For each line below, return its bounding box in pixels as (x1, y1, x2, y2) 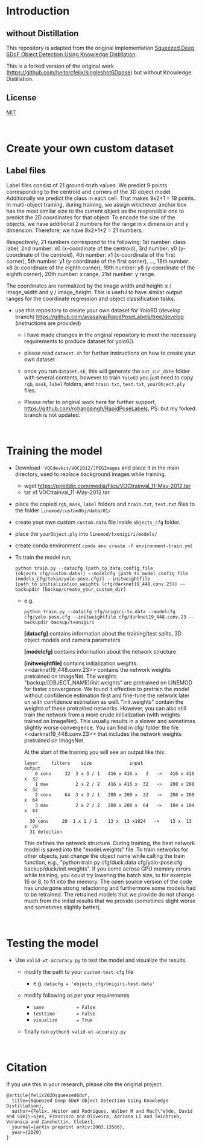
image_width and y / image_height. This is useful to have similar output (6, 288, 183, 295)
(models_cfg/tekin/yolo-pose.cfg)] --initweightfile (14, 576, 151, 582)
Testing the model (6, 936, 99, 950)
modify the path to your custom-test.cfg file (24, 968, 134, 975)
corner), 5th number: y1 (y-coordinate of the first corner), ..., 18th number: (6, 257, 190, 265)
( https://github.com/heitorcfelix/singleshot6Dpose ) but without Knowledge (6, 69, 192, 76)
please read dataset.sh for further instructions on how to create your (24, 349, 196, 356)
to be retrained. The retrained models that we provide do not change (24, 890, 195, 898)
